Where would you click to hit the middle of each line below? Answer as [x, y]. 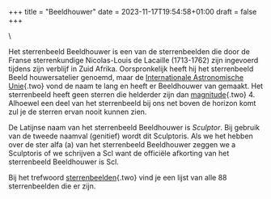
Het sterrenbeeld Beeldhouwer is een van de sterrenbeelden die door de [129, 51]
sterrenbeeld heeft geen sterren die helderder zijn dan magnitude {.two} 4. [132, 95]
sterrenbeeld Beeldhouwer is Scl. [64, 162]
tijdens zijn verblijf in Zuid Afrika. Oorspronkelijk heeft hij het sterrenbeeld [131, 69]
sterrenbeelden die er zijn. [52, 186]
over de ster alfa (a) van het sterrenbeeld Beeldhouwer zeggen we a [122, 144]
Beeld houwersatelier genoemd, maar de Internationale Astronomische [126, 77]
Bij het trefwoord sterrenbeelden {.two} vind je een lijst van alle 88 [118, 178]
